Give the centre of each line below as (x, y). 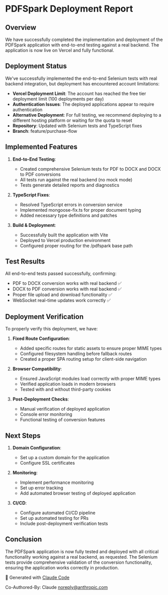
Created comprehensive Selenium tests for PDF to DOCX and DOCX (90, 169)
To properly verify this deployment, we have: (52, 329)
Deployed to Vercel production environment (65, 240)
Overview (21, 28)
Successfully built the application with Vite (64, 235)
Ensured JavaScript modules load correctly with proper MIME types (90, 379)
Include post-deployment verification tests (64, 524)
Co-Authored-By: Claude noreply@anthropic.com (57, 587)
